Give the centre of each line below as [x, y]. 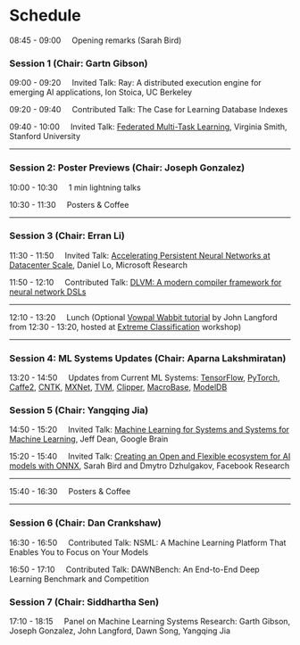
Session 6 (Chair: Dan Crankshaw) [86, 523]
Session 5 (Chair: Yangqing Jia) [79, 410]
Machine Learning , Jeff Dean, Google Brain [89, 439]
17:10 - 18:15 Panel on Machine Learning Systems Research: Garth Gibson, [150, 622]
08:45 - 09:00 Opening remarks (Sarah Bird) [96, 40]
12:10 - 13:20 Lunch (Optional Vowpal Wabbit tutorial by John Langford [143, 317]
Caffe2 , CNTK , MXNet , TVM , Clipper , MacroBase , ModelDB [118, 387]
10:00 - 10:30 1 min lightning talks [75, 187]
